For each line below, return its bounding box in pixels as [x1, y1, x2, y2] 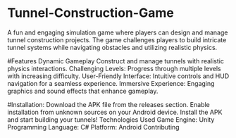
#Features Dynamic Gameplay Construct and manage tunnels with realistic [7, 56, 224, 65]
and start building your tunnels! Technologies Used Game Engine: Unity [7, 115, 215, 124]
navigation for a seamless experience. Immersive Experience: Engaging [7, 79, 215, 87]
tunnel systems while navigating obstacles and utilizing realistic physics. [7, 43, 218, 51]
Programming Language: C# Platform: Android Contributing [7, 123, 180, 131]
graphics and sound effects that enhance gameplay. [7, 87, 159, 95]
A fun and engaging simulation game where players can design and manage [7, 28, 228, 37]
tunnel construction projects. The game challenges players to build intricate [7, 35, 227, 44]
